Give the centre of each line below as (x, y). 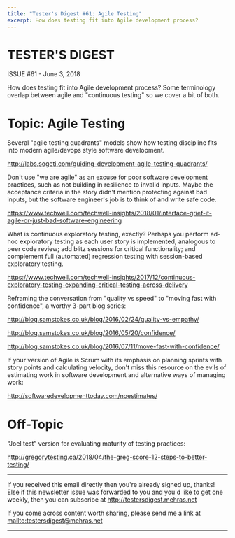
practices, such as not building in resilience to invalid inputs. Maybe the (110, 185)
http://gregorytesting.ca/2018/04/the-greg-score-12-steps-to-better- (107, 457)
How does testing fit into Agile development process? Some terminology (112, 87)
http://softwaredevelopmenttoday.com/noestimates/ (83, 396)
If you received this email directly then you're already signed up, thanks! (111, 485)
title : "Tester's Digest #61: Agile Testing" (74, 14)
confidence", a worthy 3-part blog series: (67, 306)
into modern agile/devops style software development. (86, 150)
